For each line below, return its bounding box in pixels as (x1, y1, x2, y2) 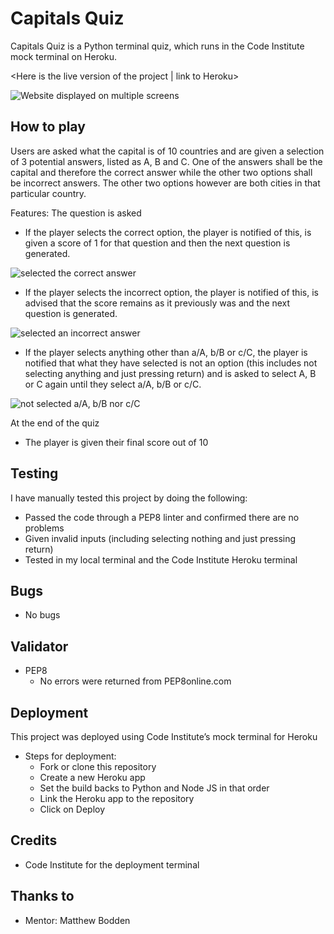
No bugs (24, 609, 61, 621)
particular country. (10, 187, 87, 199)
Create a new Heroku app (39, 772, 146, 783)
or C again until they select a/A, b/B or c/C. (24, 378, 202, 390)
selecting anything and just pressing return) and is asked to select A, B (24, 367, 317, 379)
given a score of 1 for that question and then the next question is (24, 237, 291, 249)
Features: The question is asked (10, 207, 142, 219)
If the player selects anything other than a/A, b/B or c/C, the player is (24, 346, 308, 358)
